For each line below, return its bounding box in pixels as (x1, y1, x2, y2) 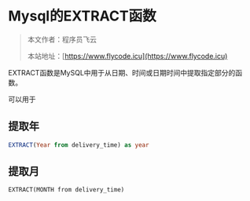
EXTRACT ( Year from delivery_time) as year (8, 141, 149, 149)
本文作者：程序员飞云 (27, 35, 97, 44)
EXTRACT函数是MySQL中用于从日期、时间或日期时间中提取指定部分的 (8, 68, 236, 77)
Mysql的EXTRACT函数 (8, 7, 156, 25)
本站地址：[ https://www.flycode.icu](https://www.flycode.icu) (27, 51, 228, 60)
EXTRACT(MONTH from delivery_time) (8, 186, 125, 194)
